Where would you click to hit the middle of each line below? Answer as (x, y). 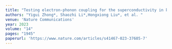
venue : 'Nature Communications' (40, 19)
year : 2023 (17, 24)
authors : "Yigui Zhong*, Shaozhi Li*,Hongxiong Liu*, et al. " (74, 15)
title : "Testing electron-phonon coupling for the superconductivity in (84, 10)
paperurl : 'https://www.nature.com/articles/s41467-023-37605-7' (76, 39)
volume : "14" (19, 29)
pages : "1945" (20, 34)
